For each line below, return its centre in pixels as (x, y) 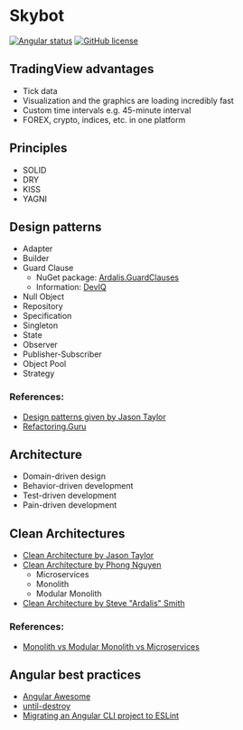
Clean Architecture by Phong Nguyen (92, 565)
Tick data (40, 90)
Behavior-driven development (78, 486)
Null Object (43, 297)
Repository (42, 306)
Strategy (38, 374)
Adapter (37, 248)
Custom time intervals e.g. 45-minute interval (107, 110)
